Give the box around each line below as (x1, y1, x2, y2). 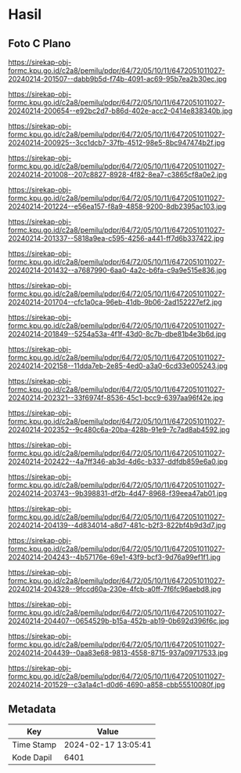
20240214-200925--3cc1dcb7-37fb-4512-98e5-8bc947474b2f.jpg (8, 138, 225, 147)
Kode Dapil (12, 752, 52, 763)
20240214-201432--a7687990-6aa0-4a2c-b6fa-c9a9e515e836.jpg (8, 265, 227, 275)
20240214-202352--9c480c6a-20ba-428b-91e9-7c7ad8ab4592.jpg (8, 425, 230, 434)
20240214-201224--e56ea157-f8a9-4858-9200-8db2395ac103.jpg (8, 202, 227, 211)
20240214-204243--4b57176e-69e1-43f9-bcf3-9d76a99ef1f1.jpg (8, 552, 221, 562)
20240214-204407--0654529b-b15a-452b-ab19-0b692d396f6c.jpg (8, 616, 229, 625)
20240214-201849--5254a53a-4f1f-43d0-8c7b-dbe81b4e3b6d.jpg (8, 330, 227, 338)
